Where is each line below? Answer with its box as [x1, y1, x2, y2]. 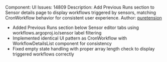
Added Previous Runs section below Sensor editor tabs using [12, 24, 139, 30]
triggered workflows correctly [12, 51, 74, 57]
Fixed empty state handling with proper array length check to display [12, 46, 155, 51]
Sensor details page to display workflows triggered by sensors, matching [5, 9, 156, 15]
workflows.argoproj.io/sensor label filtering [12, 30, 102, 35]
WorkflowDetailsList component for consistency [12, 40, 112, 46]
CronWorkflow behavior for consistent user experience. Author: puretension [5, 15, 162, 20]
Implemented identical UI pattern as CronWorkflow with [12, 35, 127, 41]
